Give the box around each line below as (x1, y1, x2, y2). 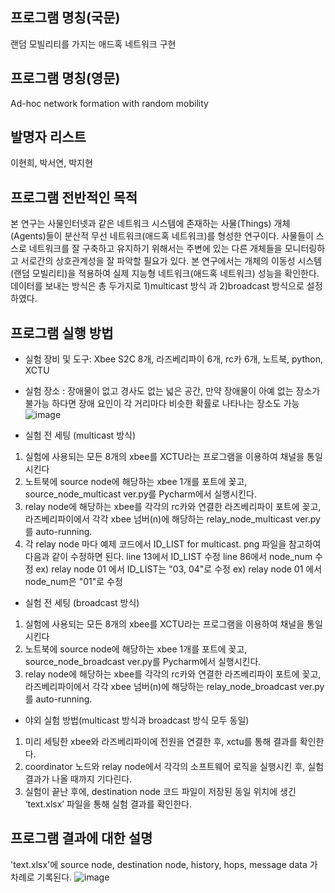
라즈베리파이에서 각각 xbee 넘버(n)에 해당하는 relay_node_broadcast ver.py (24, 681, 325, 693)
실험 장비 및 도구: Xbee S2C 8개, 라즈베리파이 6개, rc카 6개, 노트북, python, (24, 353, 323, 365)
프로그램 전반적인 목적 (10, 189, 138, 206)
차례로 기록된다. (10, 871, 73, 883)
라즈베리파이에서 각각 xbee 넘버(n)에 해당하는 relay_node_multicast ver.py (24, 513, 321, 525)
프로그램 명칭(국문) (10, 9, 121, 27)
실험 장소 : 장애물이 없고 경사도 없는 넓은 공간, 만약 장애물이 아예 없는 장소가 (24, 385, 321, 397)
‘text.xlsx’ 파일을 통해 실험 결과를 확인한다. (24, 798, 193, 810)
